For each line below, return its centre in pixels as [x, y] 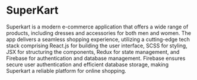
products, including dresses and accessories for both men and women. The [99, 33]
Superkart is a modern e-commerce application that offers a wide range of [97, 27]
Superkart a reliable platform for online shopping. [66, 71]
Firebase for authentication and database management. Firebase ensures [96, 58]
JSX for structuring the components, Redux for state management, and [93, 52]
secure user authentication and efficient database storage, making [88, 64]
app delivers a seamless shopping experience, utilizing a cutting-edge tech [98, 39]
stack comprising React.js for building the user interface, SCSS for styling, [97, 46]
